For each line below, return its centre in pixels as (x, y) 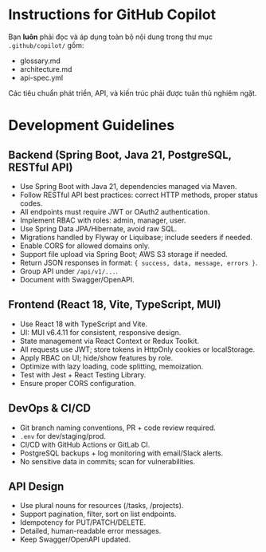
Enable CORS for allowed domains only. (84, 246)
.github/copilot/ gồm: (46, 45)
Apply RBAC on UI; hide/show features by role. (96, 357)
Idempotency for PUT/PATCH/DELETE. (83, 522)
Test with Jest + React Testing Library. (83, 375)
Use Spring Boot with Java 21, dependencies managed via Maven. (128, 186)
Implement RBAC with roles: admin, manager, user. (103, 220)
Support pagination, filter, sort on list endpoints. (98, 514)
